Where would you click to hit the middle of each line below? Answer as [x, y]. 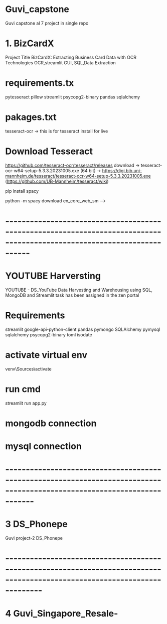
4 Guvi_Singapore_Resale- [62, 613]
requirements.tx [40, 83]
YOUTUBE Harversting [53, 276]
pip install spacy [22, 191]
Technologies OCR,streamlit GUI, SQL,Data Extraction [61, 63]
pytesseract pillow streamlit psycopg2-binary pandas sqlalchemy [73, 97]
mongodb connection [51, 423]
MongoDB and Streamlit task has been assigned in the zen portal [72, 295]
